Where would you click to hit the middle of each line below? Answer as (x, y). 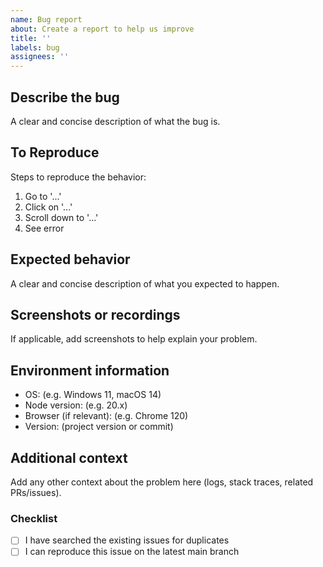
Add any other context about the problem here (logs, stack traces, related (162, 482)
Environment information (90, 370)
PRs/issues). (36, 492)
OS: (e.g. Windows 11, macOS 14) (93, 395)
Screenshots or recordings (95, 314)
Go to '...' (43, 196)
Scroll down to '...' (61, 217)
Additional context (69, 457)
